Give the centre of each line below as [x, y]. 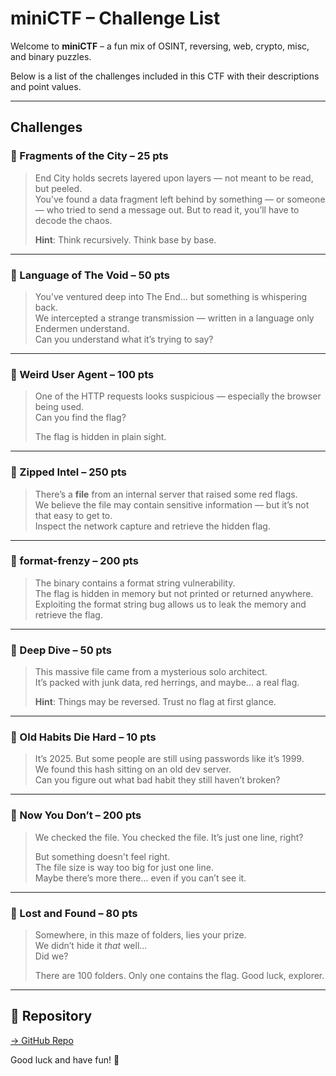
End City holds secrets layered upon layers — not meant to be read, [174, 178]
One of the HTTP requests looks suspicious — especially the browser [178, 396]
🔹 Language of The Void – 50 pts [90, 275]
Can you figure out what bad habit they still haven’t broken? [157, 780]
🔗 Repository [51, 1016]
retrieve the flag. [68, 614]
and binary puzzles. [51, 56]
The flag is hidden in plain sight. [100, 437]
